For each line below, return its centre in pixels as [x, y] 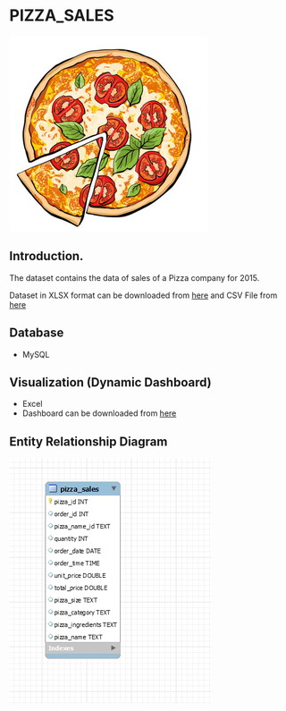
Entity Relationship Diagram [88, 441]
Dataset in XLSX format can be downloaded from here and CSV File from [143, 295]
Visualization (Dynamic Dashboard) [110, 382]
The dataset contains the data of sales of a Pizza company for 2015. [135, 277]
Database [37, 333]
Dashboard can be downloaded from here [99, 413]
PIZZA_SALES [62, 16]
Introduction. [46, 256]
